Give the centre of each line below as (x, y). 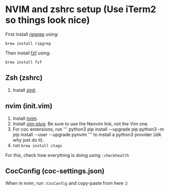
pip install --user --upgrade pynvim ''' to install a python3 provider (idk (87, 134)
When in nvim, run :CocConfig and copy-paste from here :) (67, 183)
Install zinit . (24, 90)
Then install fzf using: (28, 53)
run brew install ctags (37, 145)
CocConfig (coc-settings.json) (55, 171)
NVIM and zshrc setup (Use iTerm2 (81, 9)
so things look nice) (48, 20)
